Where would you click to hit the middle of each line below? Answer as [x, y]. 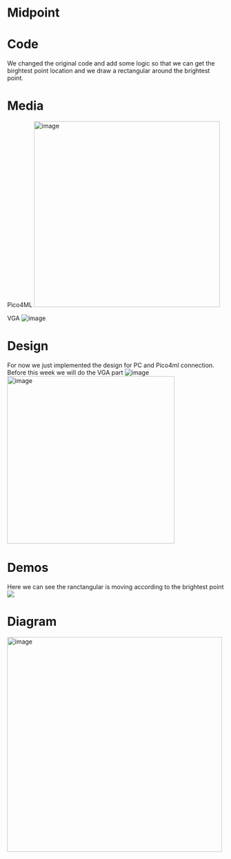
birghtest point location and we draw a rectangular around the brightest [109, 71]
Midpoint [33, 13]
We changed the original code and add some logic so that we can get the [111, 63]
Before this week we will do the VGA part [65, 373]
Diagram [32, 622]
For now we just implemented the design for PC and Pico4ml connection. [111, 365]
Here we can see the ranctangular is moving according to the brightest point [115, 586]
